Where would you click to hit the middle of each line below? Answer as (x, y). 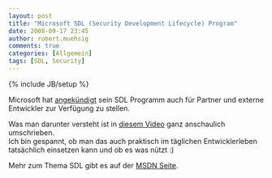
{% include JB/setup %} (49, 84)
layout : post (30, 16)
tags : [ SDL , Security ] (47, 61)
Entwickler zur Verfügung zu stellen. (69, 108)
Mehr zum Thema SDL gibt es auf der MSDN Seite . (93, 165)
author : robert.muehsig (49, 38)
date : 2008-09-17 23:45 (49, 31)
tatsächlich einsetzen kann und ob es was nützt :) (91, 150)
